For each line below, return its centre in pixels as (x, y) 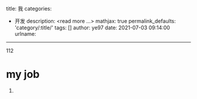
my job (23, 74)
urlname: (25, 34)
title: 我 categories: (29, 8)
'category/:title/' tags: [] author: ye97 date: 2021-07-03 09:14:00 (92, 28)
